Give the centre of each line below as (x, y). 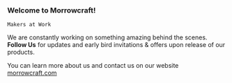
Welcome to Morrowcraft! (52, 10)
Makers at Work (29, 25)
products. (21, 52)
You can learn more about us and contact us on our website (93, 66)
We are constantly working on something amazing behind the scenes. (107, 37)
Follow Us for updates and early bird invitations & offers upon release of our (116, 45)
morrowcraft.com (32, 73)
